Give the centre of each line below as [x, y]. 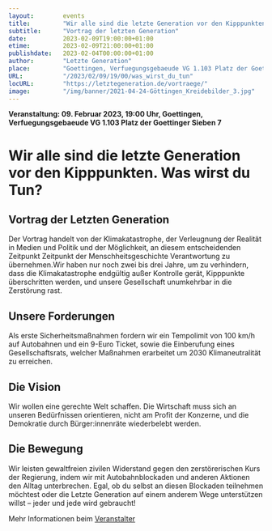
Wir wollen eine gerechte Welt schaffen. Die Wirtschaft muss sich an [123, 406]
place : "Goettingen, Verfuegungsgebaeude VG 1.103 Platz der [128, 69]
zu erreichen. [30, 362]
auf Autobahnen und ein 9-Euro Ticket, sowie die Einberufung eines [121, 344]
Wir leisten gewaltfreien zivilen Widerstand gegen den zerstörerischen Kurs [134, 468]
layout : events [47, 16]
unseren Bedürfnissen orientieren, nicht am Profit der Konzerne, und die [129, 415]
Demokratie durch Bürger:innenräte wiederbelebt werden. [105, 423]
